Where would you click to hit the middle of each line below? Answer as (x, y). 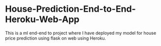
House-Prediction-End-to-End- (71, 9)
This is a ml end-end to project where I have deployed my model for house (81, 33)
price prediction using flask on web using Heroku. (56, 38)
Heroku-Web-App (42, 19)
